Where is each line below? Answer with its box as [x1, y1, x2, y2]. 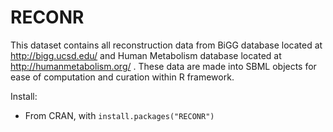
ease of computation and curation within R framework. [10, 71, 235, 83]
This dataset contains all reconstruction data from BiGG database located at [10, 39, 323, 51]
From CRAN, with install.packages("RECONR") [24, 109, 215, 121]
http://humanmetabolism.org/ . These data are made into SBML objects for [10, 60, 317, 72]
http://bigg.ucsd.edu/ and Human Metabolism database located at [10, 49, 282, 61]
